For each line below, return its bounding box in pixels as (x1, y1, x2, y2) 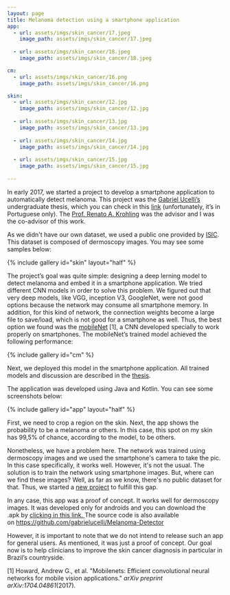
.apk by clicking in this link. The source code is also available (7, 510, 180, 519)
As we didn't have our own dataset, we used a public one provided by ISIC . (7, 230, 220, 238)
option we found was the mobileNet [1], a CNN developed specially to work (7, 322, 220, 330)
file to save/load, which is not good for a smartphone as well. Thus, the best (7, 315, 222, 324)
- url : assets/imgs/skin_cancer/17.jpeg (13, 29, 130, 36)
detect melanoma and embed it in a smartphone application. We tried (7, 279, 203, 287)
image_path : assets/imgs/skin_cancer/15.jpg (19, 163, 149, 170)
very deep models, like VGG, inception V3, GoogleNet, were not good (7, 293, 204, 302)
